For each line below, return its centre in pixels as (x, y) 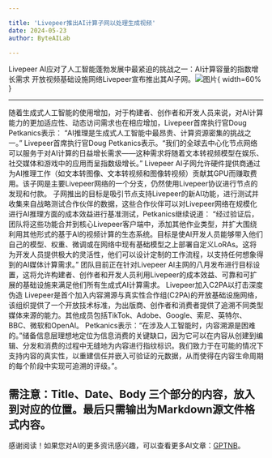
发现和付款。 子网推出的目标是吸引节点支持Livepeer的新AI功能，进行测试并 (134, 194)
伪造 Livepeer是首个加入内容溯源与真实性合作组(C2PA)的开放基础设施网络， (135, 295)
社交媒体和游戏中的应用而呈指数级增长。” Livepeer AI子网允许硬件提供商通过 (134, 164)
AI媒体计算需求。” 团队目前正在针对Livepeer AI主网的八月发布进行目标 (138, 265)
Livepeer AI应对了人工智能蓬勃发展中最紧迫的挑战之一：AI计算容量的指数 (130, 69)
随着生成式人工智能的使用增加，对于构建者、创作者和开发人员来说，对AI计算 (136, 113)
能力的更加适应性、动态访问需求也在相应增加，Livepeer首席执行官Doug (127, 123)
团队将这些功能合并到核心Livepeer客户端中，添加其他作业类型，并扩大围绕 (133, 225)
